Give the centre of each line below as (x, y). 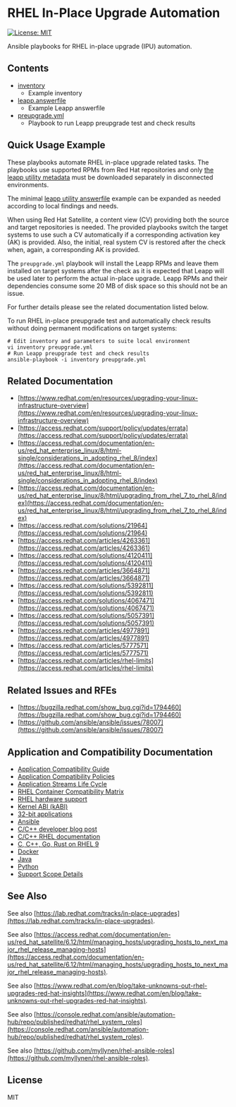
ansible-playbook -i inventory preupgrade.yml (77, 359)
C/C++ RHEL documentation (59, 837)
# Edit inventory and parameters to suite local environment (99, 341)
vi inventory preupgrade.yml (50, 347)
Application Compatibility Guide (63, 769)
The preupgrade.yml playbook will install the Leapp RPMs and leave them (113, 263)
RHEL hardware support (52, 799)
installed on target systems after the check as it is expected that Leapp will (116, 270)
